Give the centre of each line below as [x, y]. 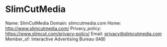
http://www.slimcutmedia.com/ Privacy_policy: [53, 28]
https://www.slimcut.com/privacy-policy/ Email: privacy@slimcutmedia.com [83, 33]
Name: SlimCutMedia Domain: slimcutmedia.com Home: [63, 23]
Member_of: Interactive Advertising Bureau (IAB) [56, 39]
